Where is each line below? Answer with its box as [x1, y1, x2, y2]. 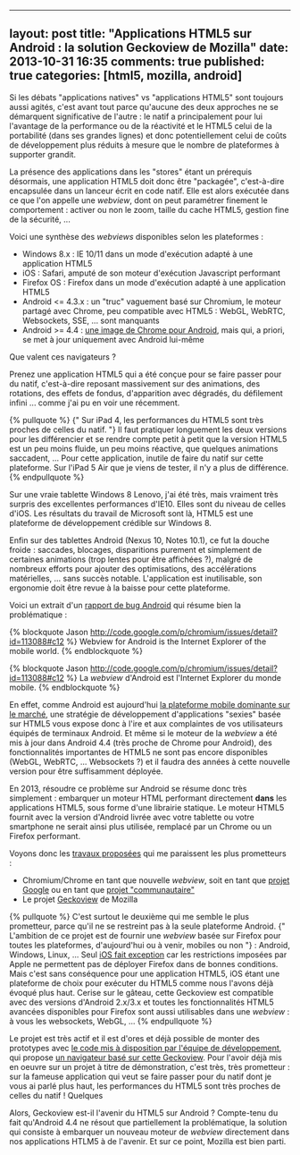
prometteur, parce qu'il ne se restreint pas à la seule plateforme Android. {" [9, 921, 286, 931]
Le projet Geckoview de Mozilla [21, 894, 138, 904]
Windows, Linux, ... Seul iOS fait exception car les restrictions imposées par [9, 949, 287, 960]
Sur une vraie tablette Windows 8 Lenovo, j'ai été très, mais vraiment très [9, 488, 279, 499]
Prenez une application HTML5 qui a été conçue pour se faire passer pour [9, 369, 282, 379]
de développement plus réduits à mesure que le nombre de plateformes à [9, 140, 279, 150]
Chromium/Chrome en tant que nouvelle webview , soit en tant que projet [21, 874, 290, 886]
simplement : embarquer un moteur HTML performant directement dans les [9, 793, 287, 803]
